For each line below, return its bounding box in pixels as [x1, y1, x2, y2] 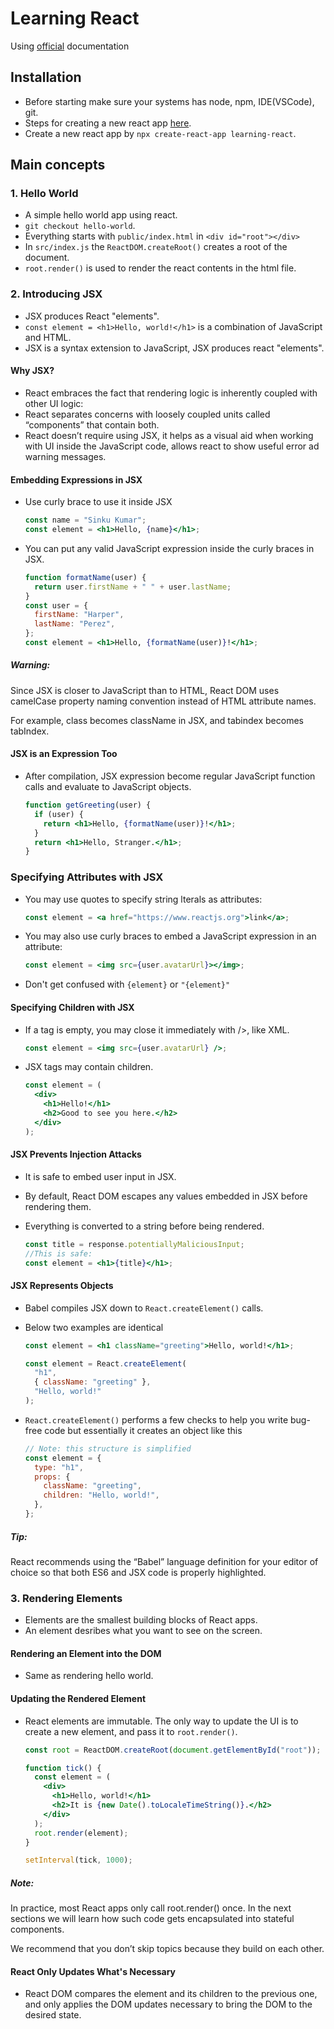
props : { [34, 1472, 71, 1482]
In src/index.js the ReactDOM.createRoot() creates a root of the [24, 241, 288, 253]
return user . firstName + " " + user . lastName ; [34, 582, 232, 592]
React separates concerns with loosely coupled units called [24, 408, 271, 420]
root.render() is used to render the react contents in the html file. [24, 262, 297, 274]
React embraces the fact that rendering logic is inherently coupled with [24, 387, 318, 399]
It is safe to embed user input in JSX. [24, 1170, 177, 1182]
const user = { [24, 600, 89, 611]
